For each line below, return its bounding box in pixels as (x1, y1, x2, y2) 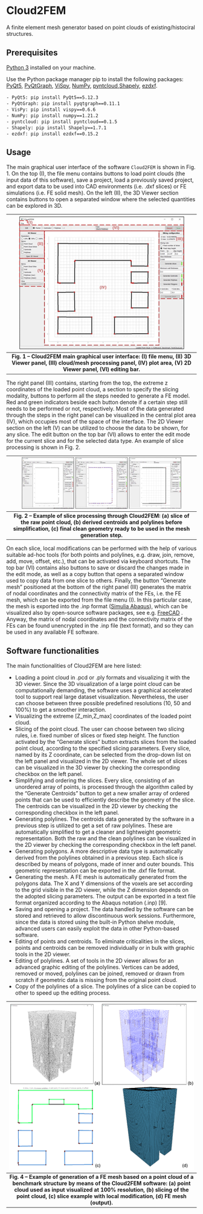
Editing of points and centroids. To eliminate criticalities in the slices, (14, 937, 186, 945)
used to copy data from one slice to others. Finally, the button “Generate (6, 577, 186, 585)
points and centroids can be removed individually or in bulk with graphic (14, 944, 195, 951)
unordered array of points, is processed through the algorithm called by (14, 783, 193, 791)
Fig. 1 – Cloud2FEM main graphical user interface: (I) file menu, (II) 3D (11, 353, 192, 360)
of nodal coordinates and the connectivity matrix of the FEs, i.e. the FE (6, 590, 182, 597)
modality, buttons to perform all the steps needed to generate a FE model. (6, 392, 190, 399)
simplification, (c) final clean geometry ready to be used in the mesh (13, 525, 190, 532)
